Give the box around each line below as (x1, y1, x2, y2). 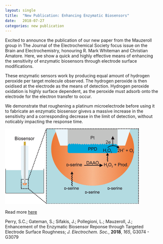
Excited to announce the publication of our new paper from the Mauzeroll (5, 37, 152, 44)
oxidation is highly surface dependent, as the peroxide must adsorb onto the (5, 89, 158, 94)
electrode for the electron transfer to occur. (5, 93, 92, 100)
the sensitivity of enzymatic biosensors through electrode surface (5, 58, 137, 64)
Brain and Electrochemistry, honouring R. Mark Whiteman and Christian (5, 48, 148, 54)
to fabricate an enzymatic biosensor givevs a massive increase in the (5, 108, 144, 114)
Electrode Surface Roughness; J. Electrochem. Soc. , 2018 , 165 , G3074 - (5, 229, 149, 235)
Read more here (5, 209, 37, 215)
